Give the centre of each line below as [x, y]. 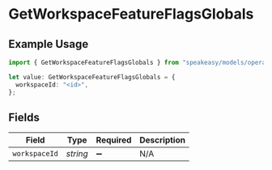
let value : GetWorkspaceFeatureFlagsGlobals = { [92, 77]
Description [163, 140]
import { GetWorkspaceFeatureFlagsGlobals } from [94, 62]
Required [114, 140]
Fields [24, 117]
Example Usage [49, 44]
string [77, 154]
